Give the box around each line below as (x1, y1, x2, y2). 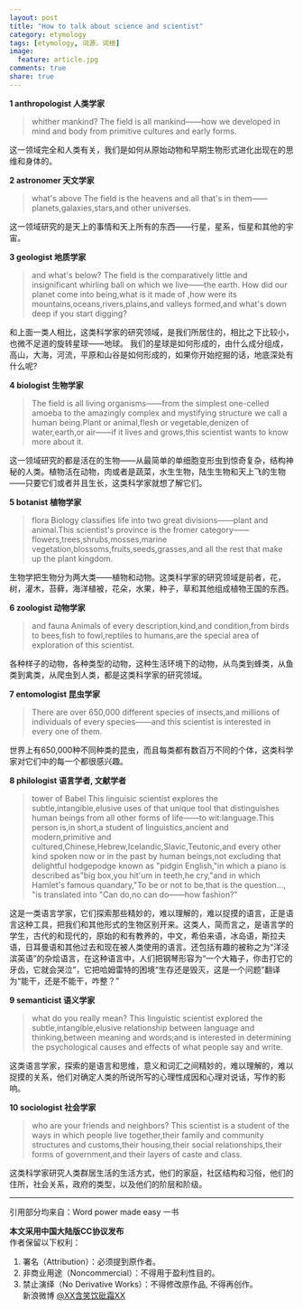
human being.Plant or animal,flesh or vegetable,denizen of (31, 416, 250, 427)
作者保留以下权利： (9, 1237, 81, 1248)
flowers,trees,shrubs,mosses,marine (31, 534, 168, 545)
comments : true (9, 64, 67, 73)
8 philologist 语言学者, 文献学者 (9, 774, 127, 786)
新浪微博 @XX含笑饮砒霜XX (22, 1289, 126, 1301)
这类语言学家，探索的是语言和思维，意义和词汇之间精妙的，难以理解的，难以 (9, 1060, 294, 1071)
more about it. (31, 435, 84, 447)
